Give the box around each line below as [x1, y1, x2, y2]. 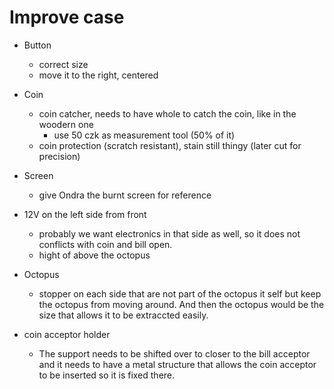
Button [23, 39, 52, 51]
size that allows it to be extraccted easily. [38, 309, 209, 321]
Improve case [9, 6, 125, 29]
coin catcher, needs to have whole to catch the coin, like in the [38, 107, 297, 120]
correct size [38, 58, 89, 70]
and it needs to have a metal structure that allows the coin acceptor [38, 358, 317, 370]
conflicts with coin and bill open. [38, 238, 173, 250]
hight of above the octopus [38, 249, 151, 261]
